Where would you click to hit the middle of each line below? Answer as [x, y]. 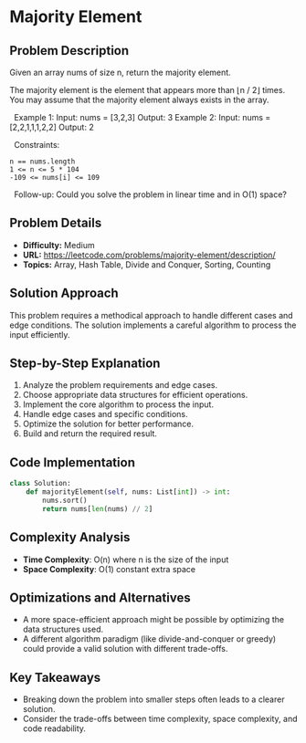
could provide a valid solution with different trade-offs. [125, 649]
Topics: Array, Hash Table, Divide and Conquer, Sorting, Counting [147, 264]
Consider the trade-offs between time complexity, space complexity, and [160, 719]
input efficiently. [40, 334]
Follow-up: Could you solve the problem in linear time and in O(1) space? [150, 194]
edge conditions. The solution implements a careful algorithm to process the [153, 325]
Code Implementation [72, 462]
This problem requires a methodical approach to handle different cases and [152, 315]
